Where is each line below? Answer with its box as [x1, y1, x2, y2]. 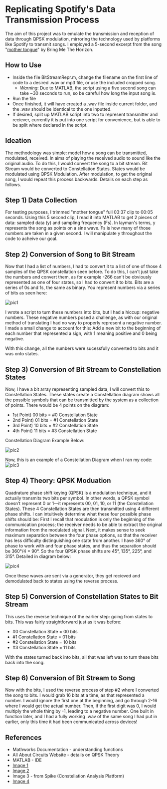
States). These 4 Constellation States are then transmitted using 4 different [5, 506, 160, 512]
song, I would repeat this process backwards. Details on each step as [5, 176, 148, 182]
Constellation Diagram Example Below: [5, 438, 85, 443]
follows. [5, 181, 21, 188]
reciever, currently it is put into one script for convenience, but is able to [12, 116, 161, 123]
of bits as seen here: [5, 290, 47, 296]
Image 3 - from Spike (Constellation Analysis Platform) [12, 773, 125, 779]
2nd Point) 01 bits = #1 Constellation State [12, 417, 98, 423]
